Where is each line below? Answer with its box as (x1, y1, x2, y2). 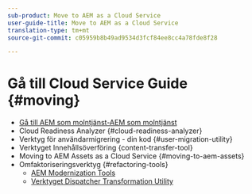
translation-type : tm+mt (7, 26, 90, 34)
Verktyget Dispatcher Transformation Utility (30, 177, 174, 186)
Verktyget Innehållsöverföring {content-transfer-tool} (18, 143, 193, 153)
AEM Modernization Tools (30, 168, 116, 178)
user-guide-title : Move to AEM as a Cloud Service (7, 19, 179, 27)
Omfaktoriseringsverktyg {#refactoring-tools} (18, 160, 169, 169)
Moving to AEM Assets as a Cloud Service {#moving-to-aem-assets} (18, 151, 245, 161)
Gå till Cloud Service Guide (7, 74, 188, 93)
